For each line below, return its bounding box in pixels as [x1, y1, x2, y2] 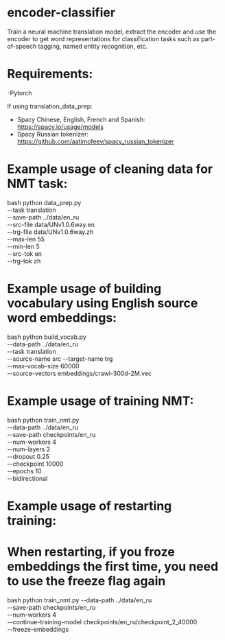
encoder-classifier [7, 5, 115, 21]
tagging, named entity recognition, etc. [38, 42, 148, 50]
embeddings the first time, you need [7, 559, 219, 574]
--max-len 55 [7, 235, 45, 243]
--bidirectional [7, 474, 48, 482]
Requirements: [7, 67, 93, 82]
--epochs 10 [7, 466, 43, 475]
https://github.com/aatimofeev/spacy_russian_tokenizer [16, 137, 174, 145]
